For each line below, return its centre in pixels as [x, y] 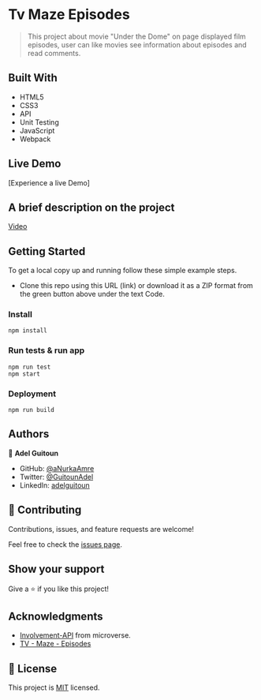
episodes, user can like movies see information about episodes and [137, 44]
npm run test [30, 367]
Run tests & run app [47, 350]
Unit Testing [39, 122]
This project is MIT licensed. [54, 687]
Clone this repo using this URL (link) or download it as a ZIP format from [136, 286]
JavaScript [37, 130]
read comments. [54, 53]
